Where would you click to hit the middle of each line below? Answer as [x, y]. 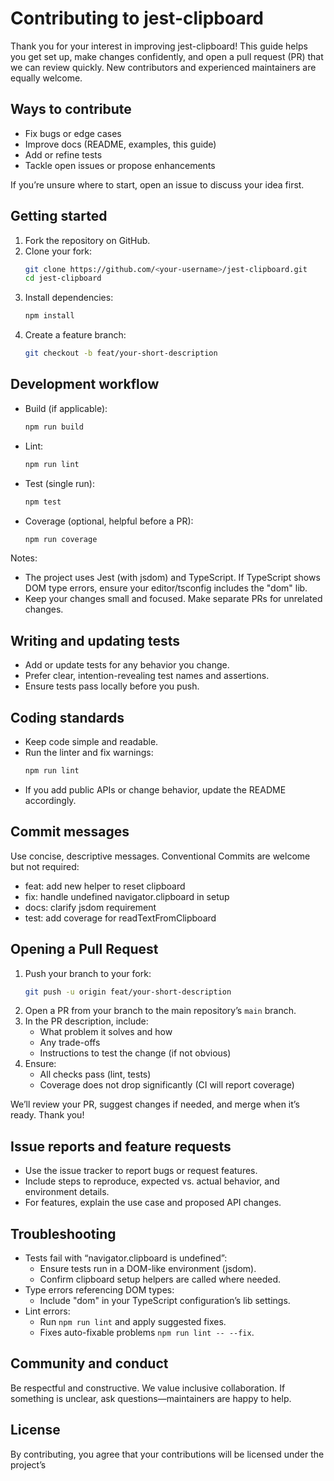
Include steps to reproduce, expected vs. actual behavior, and [152, 1181]
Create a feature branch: [75, 335]
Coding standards [67, 717]
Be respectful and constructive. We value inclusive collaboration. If [148, 1388]
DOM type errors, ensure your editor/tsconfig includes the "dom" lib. [166, 588]
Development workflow [85, 384]
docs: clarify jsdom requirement [90, 907]
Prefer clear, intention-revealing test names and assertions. [147, 676]
